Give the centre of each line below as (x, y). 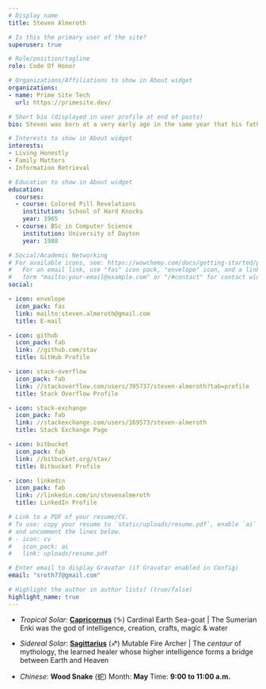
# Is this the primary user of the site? (78, 37)
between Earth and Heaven (64, 660)
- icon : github (33, 335)
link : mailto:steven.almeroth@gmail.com (83, 313)
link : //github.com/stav (56, 350)
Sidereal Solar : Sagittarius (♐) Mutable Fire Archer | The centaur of (130, 643)
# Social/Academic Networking (58, 255)
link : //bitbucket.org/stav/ (63, 459)
